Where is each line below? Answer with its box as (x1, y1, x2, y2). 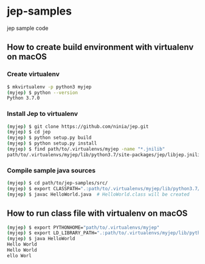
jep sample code (7, 24, 49, 32)
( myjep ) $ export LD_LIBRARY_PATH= (7, 230, 97, 236)
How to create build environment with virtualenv (7, 42, 194, 52)
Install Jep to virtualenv (7, 110, 78, 118)
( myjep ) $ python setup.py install (7, 140, 97, 147)
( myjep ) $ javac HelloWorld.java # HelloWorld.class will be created (7, 191, 190, 198)
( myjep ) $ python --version (7, 90, 78, 96)
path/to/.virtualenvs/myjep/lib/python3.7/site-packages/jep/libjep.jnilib (7, 151, 203, 158)
